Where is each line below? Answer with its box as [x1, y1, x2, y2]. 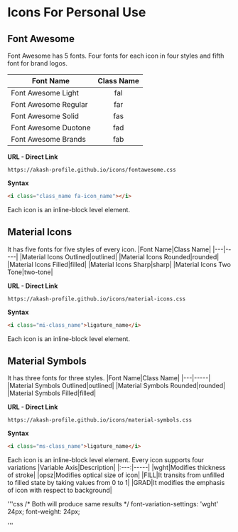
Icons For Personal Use [7, 4, 146, 21]
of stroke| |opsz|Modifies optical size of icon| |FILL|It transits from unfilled [7, 471, 225, 479]
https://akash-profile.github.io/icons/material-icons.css [7, 295, 186, 303]
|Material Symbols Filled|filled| [7, 389, 97, 397]
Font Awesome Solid [11, 111, 80, 121]
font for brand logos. [7, 59, 68, 68]
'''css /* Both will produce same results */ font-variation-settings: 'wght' [7, 500, 219, 508]
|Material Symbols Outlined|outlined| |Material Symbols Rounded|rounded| [7, 382, 226, 390]
